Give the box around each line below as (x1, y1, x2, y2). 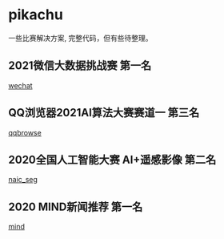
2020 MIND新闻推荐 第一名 (8, 200, 143, 213)
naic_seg (8, 175, 38, 184)
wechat (8, 80, 34, 90)
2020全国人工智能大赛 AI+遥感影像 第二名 (8, 152, 217, 166)
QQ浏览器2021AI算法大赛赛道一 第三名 (8, 106, 200, 119)
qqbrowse (8, 128, 42, 137)
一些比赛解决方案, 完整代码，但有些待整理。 (8, 33, 153, 43)
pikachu (8, 6, 64, 24)
